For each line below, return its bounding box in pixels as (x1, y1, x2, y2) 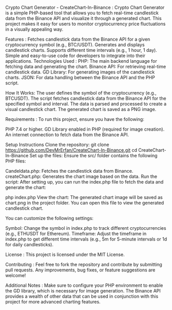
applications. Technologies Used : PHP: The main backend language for (5, 58, 158, 64)
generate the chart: (5, 185, 46, 190)
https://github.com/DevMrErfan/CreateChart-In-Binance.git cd (5, 147, 138, 153)
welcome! (5, 272, 26, 278)
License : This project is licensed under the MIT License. (5, 251, 125, 258)
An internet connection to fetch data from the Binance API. (5, 132, 129, 138)
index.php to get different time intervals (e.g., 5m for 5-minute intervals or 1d (5, 236, 167, 242)
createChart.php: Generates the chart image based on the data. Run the (5, 173, 158, 179)
